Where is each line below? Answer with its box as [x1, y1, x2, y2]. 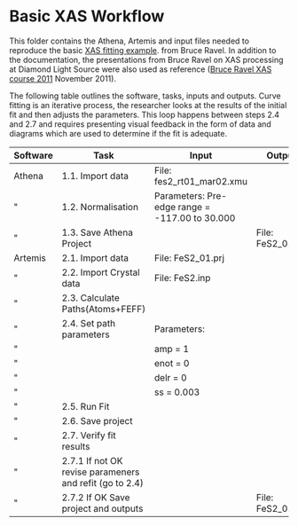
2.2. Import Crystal [61, 266, 140, 279]
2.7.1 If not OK [61, 454, 123, 467]
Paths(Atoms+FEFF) [61, 302, 146, 315]
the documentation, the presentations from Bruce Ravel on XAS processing [9, 54, 284, 65]
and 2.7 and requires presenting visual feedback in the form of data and [9, 118, 272, 130]
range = [177, 200, 211, 213]
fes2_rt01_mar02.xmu [153, 175, 248, 187]
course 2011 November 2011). [9, 73, 117, 83]
